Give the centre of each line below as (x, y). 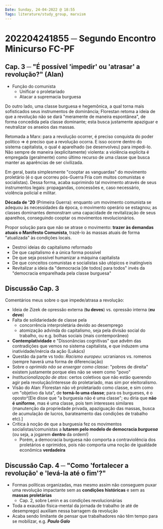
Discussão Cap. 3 (32, 288)
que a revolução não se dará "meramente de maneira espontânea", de (75, 116)
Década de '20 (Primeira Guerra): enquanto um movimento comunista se (78, 202)
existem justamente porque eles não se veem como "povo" (71, 372)
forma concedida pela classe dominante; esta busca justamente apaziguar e (81, 122)
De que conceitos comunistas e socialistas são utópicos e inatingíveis (82, 263)
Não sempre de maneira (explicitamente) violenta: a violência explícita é (77, 152)
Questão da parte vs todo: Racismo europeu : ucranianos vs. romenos (82, 356)
